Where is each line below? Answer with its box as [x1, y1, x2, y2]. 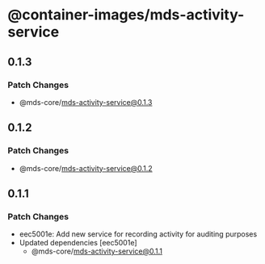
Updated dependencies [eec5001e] [19, 238, 138, 248]
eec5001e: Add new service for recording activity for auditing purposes [19, 229, 258, 239]
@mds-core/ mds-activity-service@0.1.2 [19, 163, 153, 173]
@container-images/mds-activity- [7, 6, 245, 24]
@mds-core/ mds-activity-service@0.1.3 [19, 97, 153, 107]
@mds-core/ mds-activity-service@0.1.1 [31, 246, 163, 256]
